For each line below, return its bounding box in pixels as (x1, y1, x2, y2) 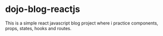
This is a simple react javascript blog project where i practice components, (5, 20, 159, 26)
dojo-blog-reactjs (5, 3, 81, 15)
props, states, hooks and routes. (5, 25, 72, 31)
